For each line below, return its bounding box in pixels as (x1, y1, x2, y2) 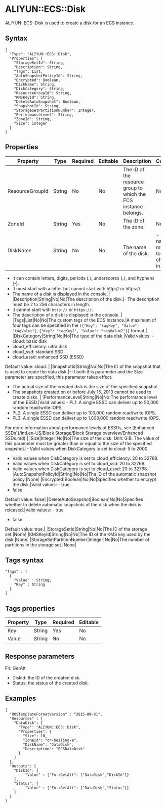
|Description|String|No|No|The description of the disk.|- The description (12, 296, 160, 302)
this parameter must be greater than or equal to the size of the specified (5, 440, 152, 446)
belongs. (123, 209, 143, 216)
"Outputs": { (9, 763, 37, 768)
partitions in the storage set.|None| (5, 541, 77, 547)
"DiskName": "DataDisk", (23, 742, 74, 747)
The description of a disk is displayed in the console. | (12, 312, 123, 317)
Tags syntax (5, 556, 44, 564)
